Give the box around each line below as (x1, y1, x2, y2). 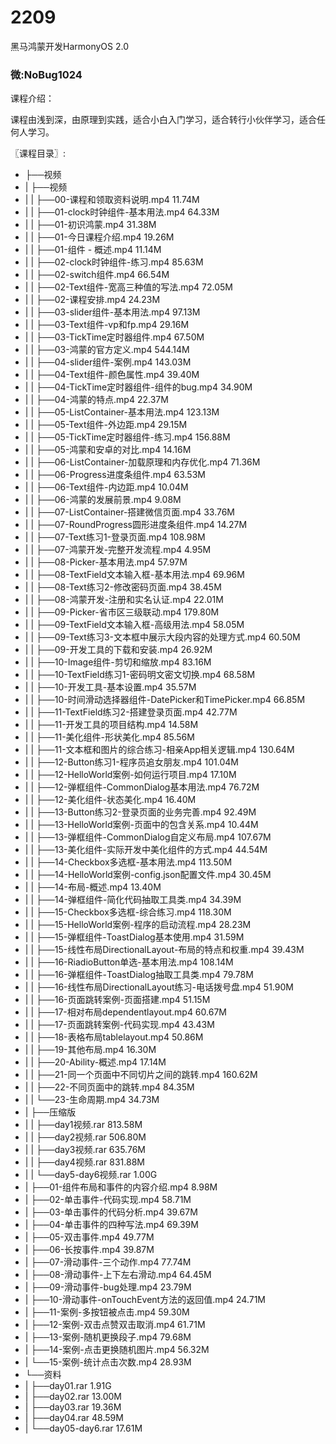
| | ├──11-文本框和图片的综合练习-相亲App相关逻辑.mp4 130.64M (24, 744, 295, 756)
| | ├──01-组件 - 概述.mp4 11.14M (24, 244, 162, 256)
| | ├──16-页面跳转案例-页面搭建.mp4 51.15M (24, 994, 211, 1006)
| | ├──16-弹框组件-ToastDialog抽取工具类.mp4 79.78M (24, 969, 254, 981)
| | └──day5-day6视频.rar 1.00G (24, 1169, 158, 1181)
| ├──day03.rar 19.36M (24, 1401, 122, 1413)
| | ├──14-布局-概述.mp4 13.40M (24, 881, 162, 893)
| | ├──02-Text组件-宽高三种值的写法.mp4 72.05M (24, 281, 234, 293)
